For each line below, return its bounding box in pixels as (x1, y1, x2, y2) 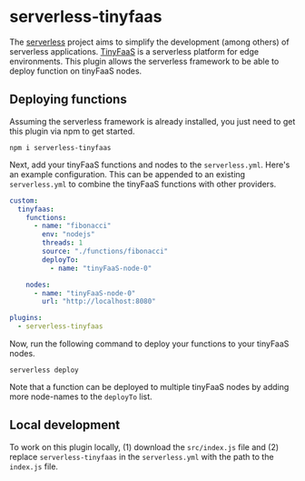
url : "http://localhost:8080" (42, 297, 156, 306)
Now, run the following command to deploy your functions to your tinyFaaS (9, 338, 290, 349)
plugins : (9, 314, 43, 323)
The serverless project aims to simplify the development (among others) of (9, 36, 290, 47)
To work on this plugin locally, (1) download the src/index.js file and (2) (9, 441, 280, 452)
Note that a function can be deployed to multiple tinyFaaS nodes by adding (9, 382, 290, 392)
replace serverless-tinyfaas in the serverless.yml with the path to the (9, 451, 274, 462)
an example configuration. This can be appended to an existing (9, 168, 246, 179)
